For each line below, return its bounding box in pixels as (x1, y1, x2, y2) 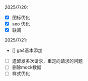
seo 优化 (12, 21, 30, 27)
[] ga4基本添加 (12, 47, 43, 53)
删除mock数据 (12, 64, 42, 70)
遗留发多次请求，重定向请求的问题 (12, 58, 83, 64)
